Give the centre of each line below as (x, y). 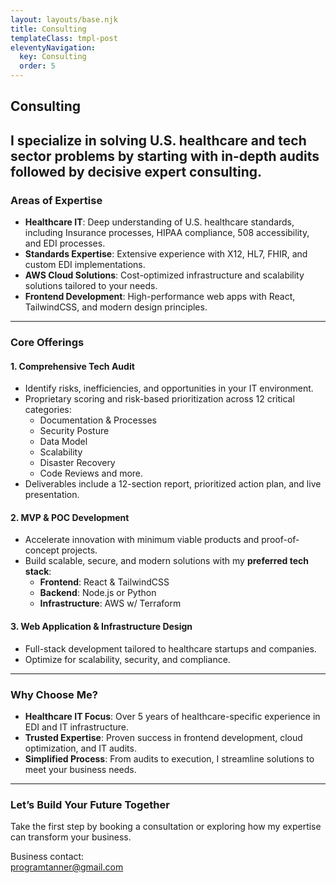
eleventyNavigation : (53, 47)
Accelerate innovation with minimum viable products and (142, 540)
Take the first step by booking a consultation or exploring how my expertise (166, 827)
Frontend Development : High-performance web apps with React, (160, 297)
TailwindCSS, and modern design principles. (116, 307)
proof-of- (280, 540)
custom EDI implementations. (85, 265)
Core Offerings (47, 342)
